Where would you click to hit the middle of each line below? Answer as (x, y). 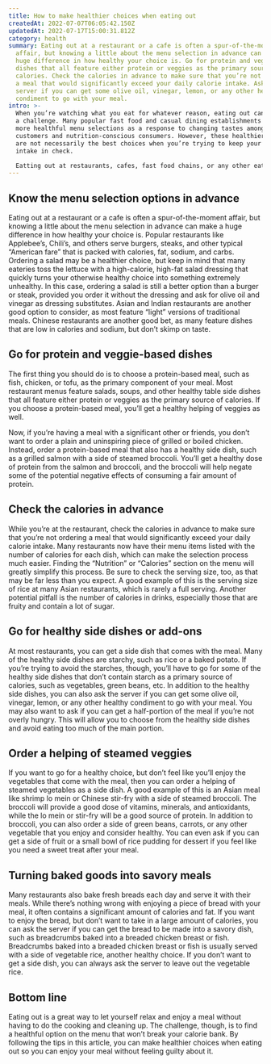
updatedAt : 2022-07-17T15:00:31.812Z (72, 31)
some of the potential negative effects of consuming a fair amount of (123, 475)
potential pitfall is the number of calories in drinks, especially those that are (133, 597)
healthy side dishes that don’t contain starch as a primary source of (121, 677)
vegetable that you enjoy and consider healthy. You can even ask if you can (134, 833)
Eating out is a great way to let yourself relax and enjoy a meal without (125, 1016)
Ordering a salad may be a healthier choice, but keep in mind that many (127, 261)
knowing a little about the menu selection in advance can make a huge (125, 226)
